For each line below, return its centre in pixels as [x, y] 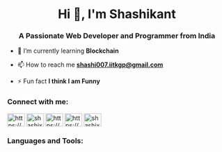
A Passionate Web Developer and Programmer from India [117, 36]
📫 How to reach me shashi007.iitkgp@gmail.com [90, 65]
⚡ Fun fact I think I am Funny [59, 81]
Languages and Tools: [45, 140]
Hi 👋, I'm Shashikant [117, 14]
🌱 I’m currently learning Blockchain [68, 51]
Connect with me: [38, 102]
